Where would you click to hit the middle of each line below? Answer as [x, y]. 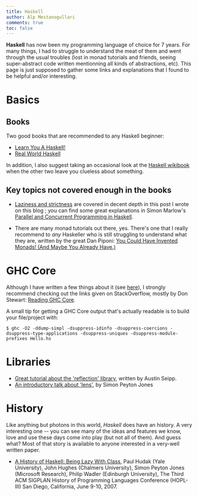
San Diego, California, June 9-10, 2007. [70, 486]
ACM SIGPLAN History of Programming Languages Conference [92, 480]
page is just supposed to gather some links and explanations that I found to [98, 70]
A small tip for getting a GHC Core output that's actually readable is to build [98, 311]
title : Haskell [25, 12]
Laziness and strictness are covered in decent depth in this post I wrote [102, 204]
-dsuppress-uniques [104, 334]
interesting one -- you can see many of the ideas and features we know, [94, 431]
